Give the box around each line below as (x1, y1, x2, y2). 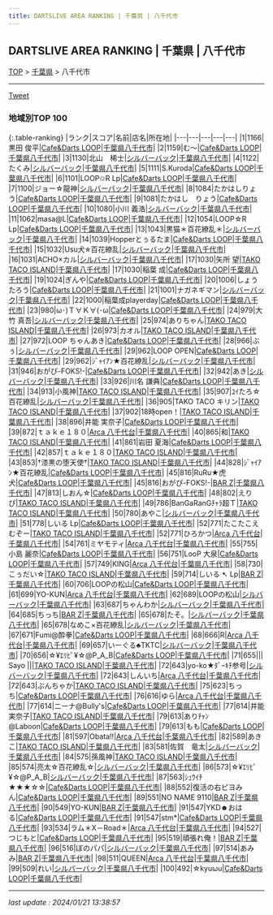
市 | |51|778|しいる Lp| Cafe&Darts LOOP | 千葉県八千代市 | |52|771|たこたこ (8, 518, 253, 528)
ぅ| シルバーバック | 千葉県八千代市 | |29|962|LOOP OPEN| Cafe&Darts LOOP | (8, 346, 258, 356)
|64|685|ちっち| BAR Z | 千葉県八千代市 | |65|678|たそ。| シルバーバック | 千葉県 (8, 610, 265, 619)
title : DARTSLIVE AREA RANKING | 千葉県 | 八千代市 (8, 11, 179, 20)
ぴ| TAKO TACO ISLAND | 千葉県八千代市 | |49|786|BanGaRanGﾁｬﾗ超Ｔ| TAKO (8, 498, 258, 507)
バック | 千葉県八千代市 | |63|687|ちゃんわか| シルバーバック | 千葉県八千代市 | (15, 599, 265, 609)
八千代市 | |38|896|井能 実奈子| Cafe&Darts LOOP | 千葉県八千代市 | (22, 416, 239, 426)
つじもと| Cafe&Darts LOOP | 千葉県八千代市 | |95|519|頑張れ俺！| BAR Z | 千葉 (8, 833, 258, 843)
